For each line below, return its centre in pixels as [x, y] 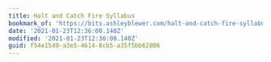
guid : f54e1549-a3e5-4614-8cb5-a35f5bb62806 [84, 46]
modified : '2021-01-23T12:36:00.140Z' [73, 38]
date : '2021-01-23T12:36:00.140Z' [67, 31]
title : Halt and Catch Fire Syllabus [72, 16]
